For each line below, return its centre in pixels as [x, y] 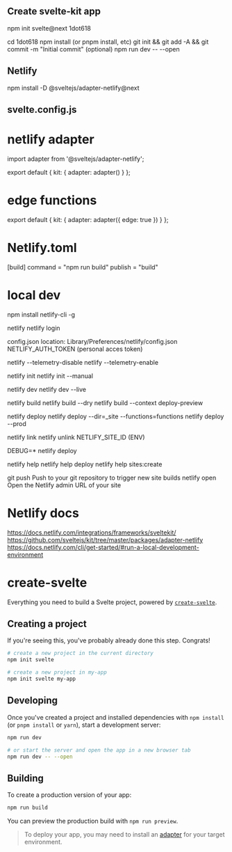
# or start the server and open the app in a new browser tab [99, 750]
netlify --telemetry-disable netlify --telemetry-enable [83, 362]
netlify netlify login [34, 328]
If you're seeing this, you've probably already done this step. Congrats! [109, 640]
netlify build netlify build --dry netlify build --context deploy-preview [105, 402]
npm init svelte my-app [42, 679]
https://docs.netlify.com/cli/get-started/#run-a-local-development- [103, 547]
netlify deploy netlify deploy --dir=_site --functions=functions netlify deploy [116, 416]
